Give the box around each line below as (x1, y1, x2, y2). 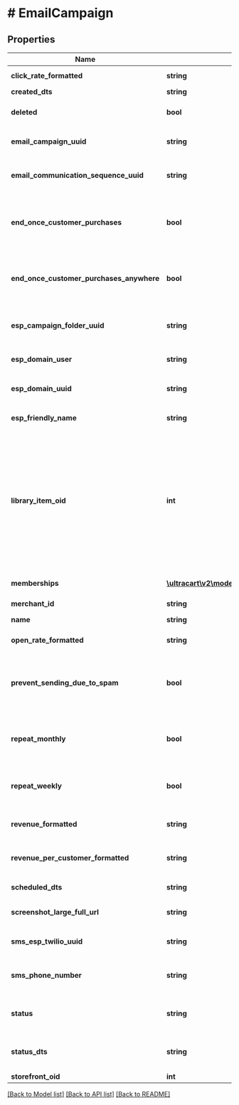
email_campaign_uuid (11, 137, 87, 146)
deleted (11, 107, 38, 117)
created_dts (11, 87, 53, 97)
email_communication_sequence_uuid (11, 171, 144, 180)
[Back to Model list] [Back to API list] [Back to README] (7, 1090, 171, 1098)
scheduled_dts (11, 882, 63, 892)
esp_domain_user (11, 354, 73, 364)
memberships (11, 578, 59, 588)
